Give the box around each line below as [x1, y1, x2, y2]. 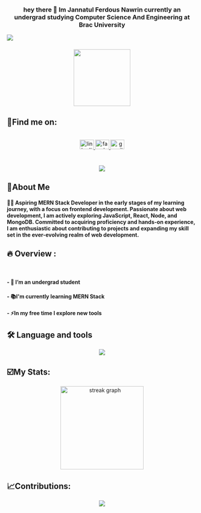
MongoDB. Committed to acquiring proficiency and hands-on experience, [7, 218, 196, 226]
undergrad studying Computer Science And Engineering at [14, 13, 190, 21]
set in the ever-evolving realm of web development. [7, 231, 139, 238]
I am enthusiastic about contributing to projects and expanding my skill [7, 224, 189, 232]
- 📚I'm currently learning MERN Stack [7, 293, 105, 300]
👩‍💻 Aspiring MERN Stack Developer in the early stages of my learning [7, 199, 185, 206]
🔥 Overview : [7, 249, 57, 259]
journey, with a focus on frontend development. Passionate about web [7, 205, 187, 212]
